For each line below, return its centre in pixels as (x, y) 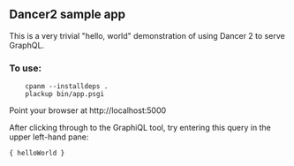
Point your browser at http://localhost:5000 (88, 110)
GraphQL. (27, 45)
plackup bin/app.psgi (64, 94)
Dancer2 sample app (68, 15)
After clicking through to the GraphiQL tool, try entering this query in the (140, 128)
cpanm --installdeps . (67, 87)
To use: (26, 68)
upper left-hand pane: (49, 137)
